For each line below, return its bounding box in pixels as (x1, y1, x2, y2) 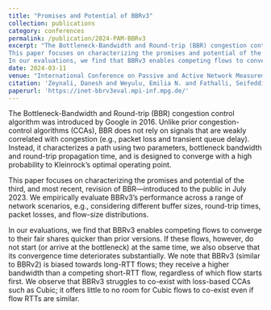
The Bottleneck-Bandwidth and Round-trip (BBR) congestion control (8, 109, 236, 118)
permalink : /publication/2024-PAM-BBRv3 (8, 34, 147, 43)
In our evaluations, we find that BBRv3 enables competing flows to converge (8, 225, 262, 235)
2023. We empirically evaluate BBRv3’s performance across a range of (8, 192, 244, 202)
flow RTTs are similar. (8, 294, 80, 304)
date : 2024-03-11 (8, 64, 67, 72)
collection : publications (8, 19, 95, 27)
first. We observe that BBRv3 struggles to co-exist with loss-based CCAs (8, 277, 252, 287)
